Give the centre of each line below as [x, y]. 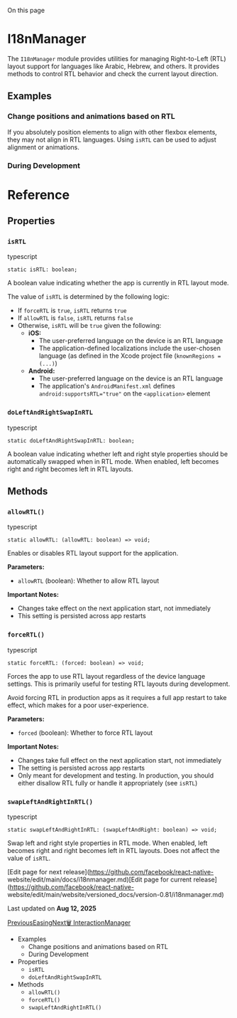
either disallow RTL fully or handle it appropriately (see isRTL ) [108, 783]
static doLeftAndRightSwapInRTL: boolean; [71, 440]
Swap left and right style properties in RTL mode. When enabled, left [108, 843]
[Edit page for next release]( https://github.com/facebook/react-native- [111, 872]
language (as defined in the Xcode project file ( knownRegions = [130, 356]
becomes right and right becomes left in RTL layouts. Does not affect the [114, 850]
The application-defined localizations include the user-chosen [130, 349]
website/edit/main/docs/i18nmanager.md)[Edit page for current [100, 879]
